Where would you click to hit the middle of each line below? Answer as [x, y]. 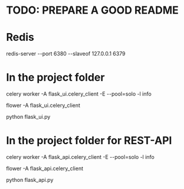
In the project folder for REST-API [89, 141]
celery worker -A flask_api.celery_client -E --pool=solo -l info [80, 157]
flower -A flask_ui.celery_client [43, 105]
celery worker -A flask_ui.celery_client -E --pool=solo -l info [79, 94]
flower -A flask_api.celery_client [45, 168]
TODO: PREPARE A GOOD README [92, 10]
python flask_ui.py [28, 117]
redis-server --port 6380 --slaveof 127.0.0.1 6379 [66, 54]
